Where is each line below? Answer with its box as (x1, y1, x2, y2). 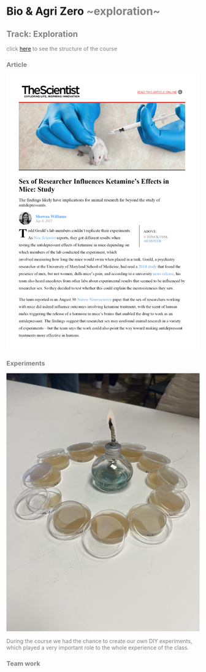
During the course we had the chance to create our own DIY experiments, (6, 638, 193, 645)
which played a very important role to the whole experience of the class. (6, 644, 189, 652)
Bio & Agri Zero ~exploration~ (6, 4, 161, 18)
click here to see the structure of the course (6, 45, 118, 52)
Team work (6, 659, 40, 668)
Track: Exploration (6, 29, 78, 39)
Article (6, 60, 28, 69)
